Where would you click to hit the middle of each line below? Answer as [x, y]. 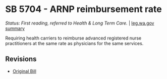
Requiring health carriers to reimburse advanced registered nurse [73, 38]
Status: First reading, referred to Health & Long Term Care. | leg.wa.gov [80, 23]
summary [15, 28]
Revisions [21, 59]
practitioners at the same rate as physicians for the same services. [74, 43]
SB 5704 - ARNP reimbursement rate [84, 9]
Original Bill [24, 71]
